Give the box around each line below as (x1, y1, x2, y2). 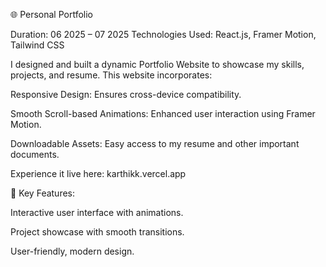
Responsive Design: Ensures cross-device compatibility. (10, 89, 242, 100)
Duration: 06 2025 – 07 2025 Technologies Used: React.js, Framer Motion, (10, 29, 317, 40)
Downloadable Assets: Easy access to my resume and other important (10, 138, 300, 149)
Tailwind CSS (10, 39, 65, 51)
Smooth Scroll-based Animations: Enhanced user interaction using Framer (10, 108, 316, 119)
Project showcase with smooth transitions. (10, 226, 185, 238)
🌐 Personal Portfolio (10, 9, 94, 20)
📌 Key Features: (10, 187, 76, 199)
